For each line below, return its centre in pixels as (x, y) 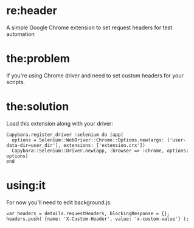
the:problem (38, 59)
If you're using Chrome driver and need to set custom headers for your (95, 75)
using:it (26, 185)
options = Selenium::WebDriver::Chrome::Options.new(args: (88, 140)
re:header (32, 11)
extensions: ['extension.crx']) (105, 145)
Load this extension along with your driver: (60, 123)
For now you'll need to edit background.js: (59, 202)
